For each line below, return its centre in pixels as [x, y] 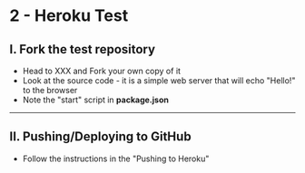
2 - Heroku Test [69, 16]
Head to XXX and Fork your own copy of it [102, 71]
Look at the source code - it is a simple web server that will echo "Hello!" [159, 81]
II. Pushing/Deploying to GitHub [101, 137]
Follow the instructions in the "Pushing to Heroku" [116, 159]
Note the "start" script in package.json [96, 100]
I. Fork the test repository [83, 49]
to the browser [50, 90]
